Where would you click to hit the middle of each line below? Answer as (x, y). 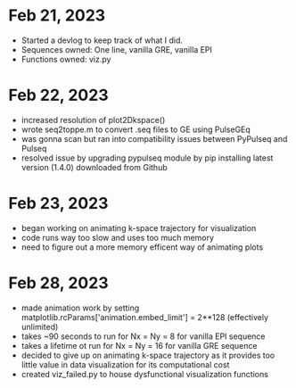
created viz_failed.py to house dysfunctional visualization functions (145, 374)
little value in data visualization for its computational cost (125, 364)
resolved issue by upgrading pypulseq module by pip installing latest (147, 158)
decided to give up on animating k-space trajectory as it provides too (148, 355)
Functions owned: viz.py (66, 59)
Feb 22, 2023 (58, 95)
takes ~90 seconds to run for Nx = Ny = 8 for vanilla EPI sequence (143, 336)
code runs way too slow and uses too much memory (118, 237)
